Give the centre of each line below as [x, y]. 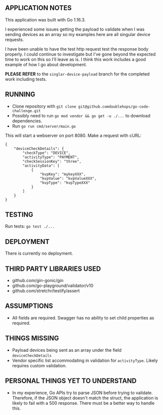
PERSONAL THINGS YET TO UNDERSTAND [71, 381]
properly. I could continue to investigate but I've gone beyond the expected [80, 54]
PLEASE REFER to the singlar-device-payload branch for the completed [77, 74]
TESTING [19, 215]
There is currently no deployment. [39, 253]
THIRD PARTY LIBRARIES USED [53, 269]
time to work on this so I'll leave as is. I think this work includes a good [75, 59]
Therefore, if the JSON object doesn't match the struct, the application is [85, 398]
